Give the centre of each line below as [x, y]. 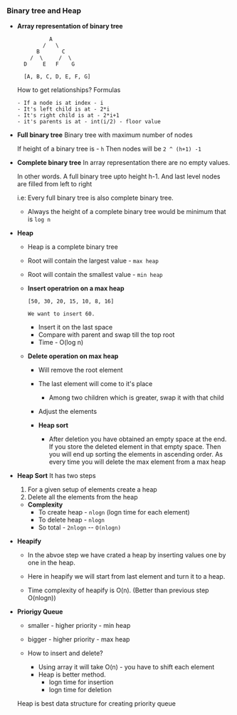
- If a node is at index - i [60, 103]
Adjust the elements [68, 412]
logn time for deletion [80, 690]
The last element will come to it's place [95, 384]
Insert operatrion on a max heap [76, 288]
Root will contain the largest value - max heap [93, 261]
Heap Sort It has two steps [57, 476]
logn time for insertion [81, 682]
